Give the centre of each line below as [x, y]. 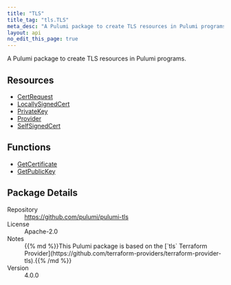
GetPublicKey [36, 171]
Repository [22, 209]
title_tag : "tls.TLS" [38, 20]
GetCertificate [37, 164]
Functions [29, 147]
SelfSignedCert [38, 126]
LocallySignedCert [43, 104]
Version [18, 268]
